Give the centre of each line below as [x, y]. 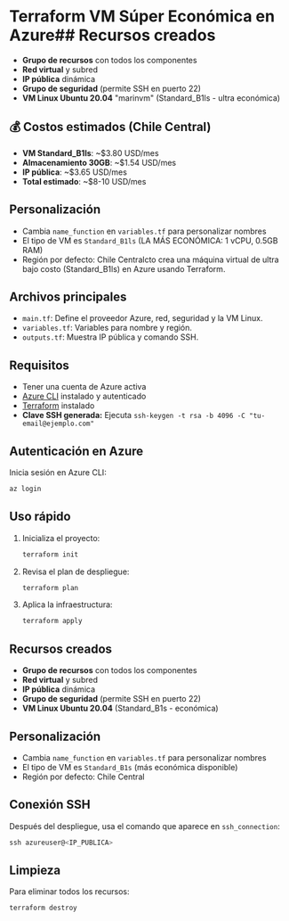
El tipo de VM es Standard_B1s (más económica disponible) [130, 767]
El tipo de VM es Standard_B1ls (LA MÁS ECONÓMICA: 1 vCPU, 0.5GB [150, 240]
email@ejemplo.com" [58, 424]
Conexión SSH [50, 805]
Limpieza [35, 871]
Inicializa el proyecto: [61, 538]
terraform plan [50, 588]
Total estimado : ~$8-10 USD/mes [84, 181]
